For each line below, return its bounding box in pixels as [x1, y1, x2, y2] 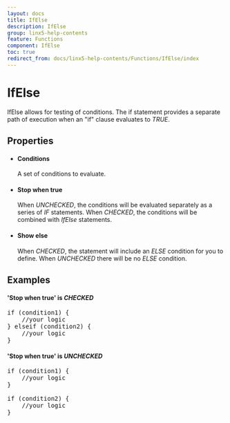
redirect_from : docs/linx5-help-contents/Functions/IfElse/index [7, 55, 199, 62]
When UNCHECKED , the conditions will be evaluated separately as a [17, 201, 213, 209]
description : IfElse [7, 23, 67, 30]
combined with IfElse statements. [17, 216, 113, 224]
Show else [17, 232, 48, 240]
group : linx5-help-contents [7, 29, 88, 37]
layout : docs [7, 10, 45, 17]
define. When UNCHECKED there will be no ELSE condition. [17, 254, 188, 263]
